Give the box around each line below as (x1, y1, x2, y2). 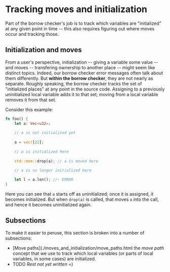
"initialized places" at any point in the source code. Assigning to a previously (5, 86, 165, 92)
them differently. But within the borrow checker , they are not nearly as (5, 75, 153, 81)
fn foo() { (5, 116, 28, 121)
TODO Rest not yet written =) (12, 261, 73, 267)
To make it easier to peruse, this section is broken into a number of (5, 230, 145, 236)
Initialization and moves (5, 46, 82, 54)
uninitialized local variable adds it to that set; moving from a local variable (5, 91, 158, 97)
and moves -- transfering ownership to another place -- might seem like (5, 64, 155, 70)
